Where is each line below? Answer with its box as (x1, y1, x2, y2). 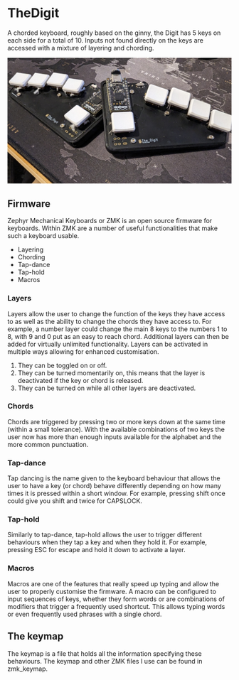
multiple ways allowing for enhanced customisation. (7, 347, 159, 356)
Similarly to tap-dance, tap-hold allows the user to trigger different (7, 531, 203, 539)
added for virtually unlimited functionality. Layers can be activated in (7, 340, 208, 348)
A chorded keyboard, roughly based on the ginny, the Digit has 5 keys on (7, 28, 221, 37)
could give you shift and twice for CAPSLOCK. (7, 497, 142, 505)
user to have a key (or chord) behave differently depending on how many (7, 482, 222, 490)
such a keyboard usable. (7, 232, 80, 240)
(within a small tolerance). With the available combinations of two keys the (7, 425, 225, 433)
